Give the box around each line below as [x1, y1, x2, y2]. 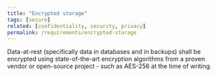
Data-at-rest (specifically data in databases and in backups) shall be [7, 48, 201, 56]
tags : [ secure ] [7, 16, 51, 23]
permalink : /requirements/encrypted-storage [7, 29, 137, 36]
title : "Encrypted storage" [7, 10, 88, 17]
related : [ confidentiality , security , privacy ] [7, 22, 146, 29]
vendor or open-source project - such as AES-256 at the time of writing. [7, 62, 212, 70]
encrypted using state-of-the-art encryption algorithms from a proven [7, 55, 206, 63]
